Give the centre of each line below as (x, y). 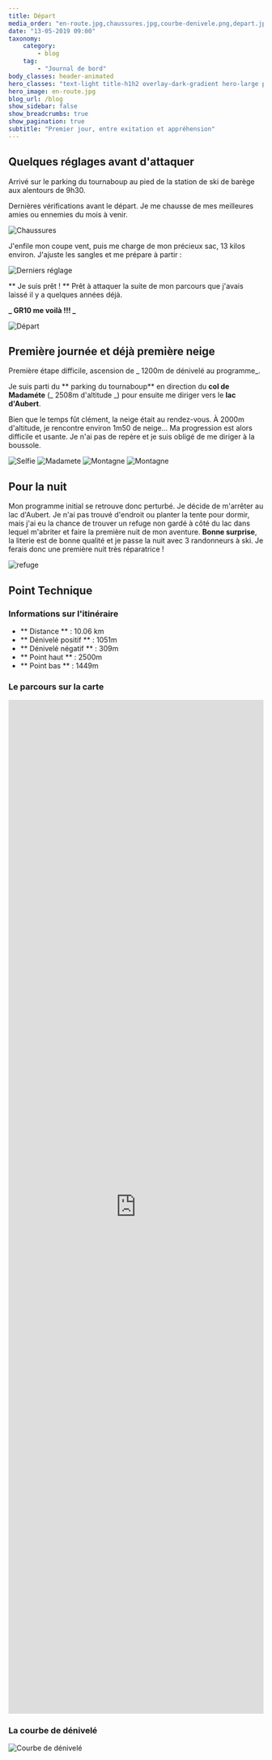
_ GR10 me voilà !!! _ (42, 310)
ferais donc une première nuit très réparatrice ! (86, 549)
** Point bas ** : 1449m (59, 665)
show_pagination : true (47, 122)
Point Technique (51, 590)
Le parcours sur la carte (56, 686)
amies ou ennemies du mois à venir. (68, 214)
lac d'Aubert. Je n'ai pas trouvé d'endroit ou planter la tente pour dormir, (129, 515)
